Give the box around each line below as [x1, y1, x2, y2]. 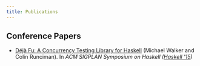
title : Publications [6, 8, 59, 15]
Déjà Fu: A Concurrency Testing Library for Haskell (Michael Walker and [15, 47, 195, 54]
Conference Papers [6, 31, 81, 41]
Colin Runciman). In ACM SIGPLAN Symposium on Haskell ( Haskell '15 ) [15, 53, 193, 61]
